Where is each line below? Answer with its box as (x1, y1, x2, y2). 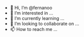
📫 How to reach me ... (10, 26, 58, 32)
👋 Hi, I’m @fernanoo (10, 5, 52, 10)
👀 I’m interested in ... (10, 10, 53, 16)
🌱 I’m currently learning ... (10, 15, 65, 21)
